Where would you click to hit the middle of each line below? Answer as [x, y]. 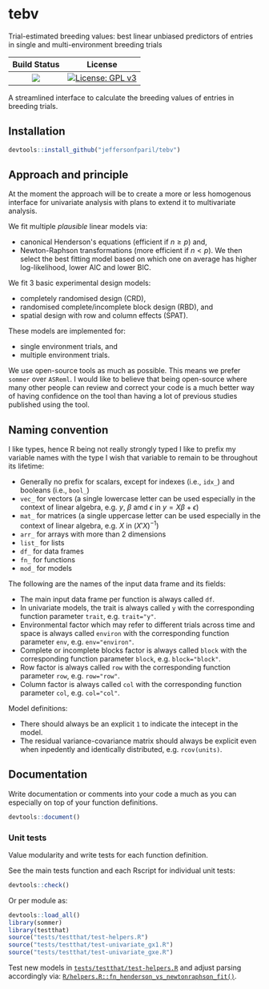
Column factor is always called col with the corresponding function [131, 684]
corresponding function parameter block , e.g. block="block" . [120, 658]
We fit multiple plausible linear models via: [78, 227]
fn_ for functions [48, 559]
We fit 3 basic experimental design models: [80, 283]
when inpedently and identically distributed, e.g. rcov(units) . [121, 749]
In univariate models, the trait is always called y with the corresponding [137, 607]
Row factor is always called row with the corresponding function [125, 667]
